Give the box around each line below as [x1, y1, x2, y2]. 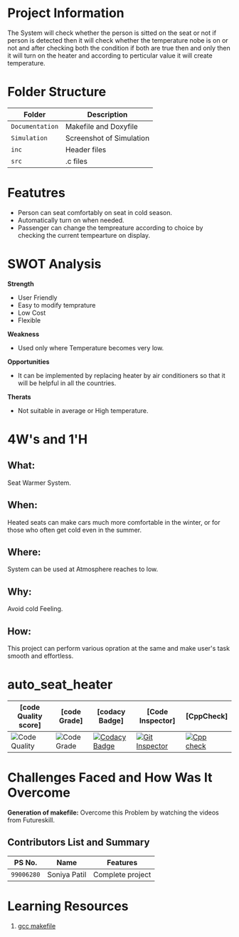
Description [87, 109, 128, 119]
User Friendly [17, 293, 58, 302]
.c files [65, 156, 87, 166]
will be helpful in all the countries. [17, 379, 117, 387]
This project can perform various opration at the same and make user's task [7, 644, 230, 652]
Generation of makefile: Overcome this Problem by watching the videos [7, 808, 219, 817]
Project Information [7, 5, 124, 21]
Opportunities [7, 357, 50, 366]
